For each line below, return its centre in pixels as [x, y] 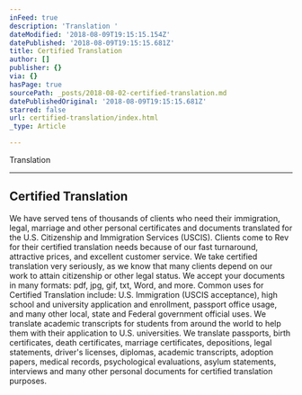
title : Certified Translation [66, 51]
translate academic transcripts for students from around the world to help [145, 323]
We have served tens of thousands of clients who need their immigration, [145, 218]
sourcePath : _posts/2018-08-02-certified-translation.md [118, 93]
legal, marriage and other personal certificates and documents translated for [151, 228]
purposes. [28, 381]
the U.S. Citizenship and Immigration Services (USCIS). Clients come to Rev [149, 237]
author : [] [30, 59]
